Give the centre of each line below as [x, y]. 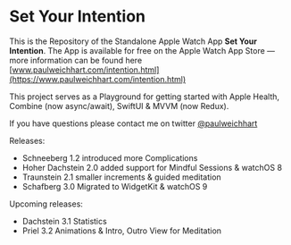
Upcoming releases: [46, 204]
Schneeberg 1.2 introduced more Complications [110, 157]
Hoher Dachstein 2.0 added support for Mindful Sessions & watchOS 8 [152, 167]
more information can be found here [76, 60]
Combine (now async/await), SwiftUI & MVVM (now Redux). [119, 106]
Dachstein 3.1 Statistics [64, 221]
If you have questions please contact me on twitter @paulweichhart [133, 123]
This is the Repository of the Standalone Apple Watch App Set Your [133, 41]
